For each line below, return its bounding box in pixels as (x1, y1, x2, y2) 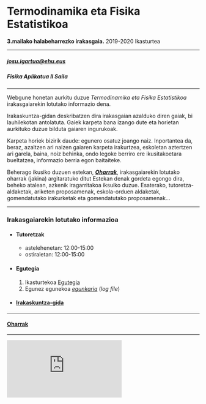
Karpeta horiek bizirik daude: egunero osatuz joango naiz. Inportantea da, (7, 137, 193, 144)
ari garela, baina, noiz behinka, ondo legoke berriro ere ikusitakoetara (7, 150, 182, 157)
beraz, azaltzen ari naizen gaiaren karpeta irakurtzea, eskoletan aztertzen (7, 144, 193, 151)
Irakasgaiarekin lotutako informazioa (7, 215, 119, 224)
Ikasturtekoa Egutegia (24, 279, 80, 286)
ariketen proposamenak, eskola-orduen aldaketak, (34, 188, 161, 195)
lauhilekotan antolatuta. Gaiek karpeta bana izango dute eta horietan (7, 119, 179, 126)
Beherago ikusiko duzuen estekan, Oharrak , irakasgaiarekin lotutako (7, 168, 180, 176)
